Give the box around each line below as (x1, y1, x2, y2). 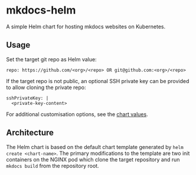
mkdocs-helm (6, 4, 76, 17)
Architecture (6, 128, 54, 138)
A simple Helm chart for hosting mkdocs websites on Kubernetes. (6, 23, 166, 30)
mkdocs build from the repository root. (6, 162, 99, 169)
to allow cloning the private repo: (6, 84, 86, 91)
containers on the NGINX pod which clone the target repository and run (6, 156, 180, 163)
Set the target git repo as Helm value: (6, 55, 97, 62)
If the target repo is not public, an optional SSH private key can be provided (6, 77, 190, 84)
